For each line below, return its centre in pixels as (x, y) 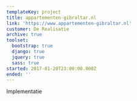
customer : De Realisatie (38, 29)
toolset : (17, 40)
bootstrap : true (32, 46)
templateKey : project (34, 12)
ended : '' (19, 74)
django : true (28, 52)
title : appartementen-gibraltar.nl (51, 18)
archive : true (24, 35)
